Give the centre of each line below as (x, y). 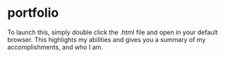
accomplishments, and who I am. (55, 47)
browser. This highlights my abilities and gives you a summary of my (107, 39)
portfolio (33, 13)
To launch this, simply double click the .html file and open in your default (113, 32)
